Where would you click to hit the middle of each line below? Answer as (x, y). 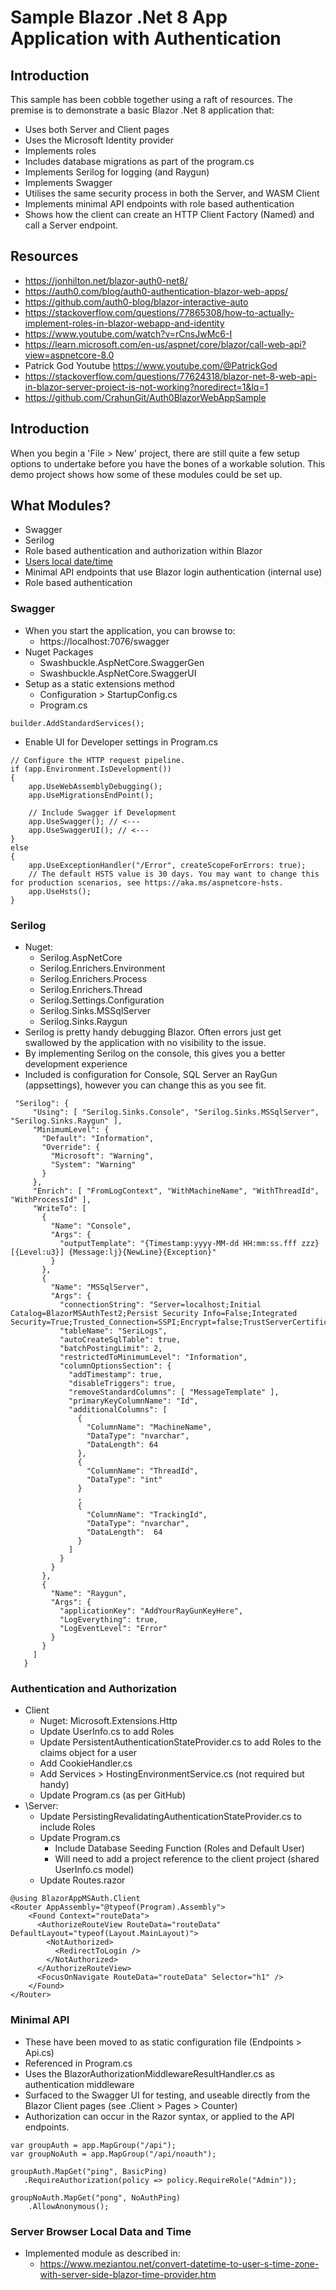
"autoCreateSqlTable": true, (120, 1340)
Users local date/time (68, 562)
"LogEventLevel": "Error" (113, 1629)
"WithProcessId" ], (51, 1200)
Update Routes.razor (82, 1880)
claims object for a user (88, 1753)
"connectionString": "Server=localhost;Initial (160, 1305)
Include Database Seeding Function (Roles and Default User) (179, 1848)
